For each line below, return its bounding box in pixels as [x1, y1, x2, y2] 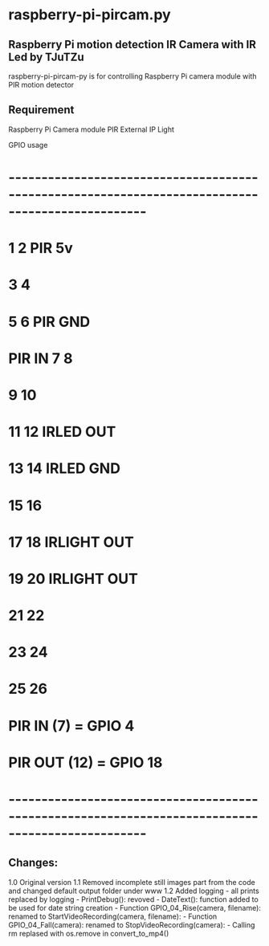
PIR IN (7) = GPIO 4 [8, 716, 135, 735]
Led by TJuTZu [8, 50, 84, 63]
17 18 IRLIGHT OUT [8, 532, 134, 551]
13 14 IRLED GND [8, 459, 120, 478]
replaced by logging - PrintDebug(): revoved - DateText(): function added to [8, 894, 259, 904]
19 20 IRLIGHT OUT [8, 569, 138, 588]
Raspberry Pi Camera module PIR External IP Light [8, 124, 175, 134]
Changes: [8, 856, 59, 870]
